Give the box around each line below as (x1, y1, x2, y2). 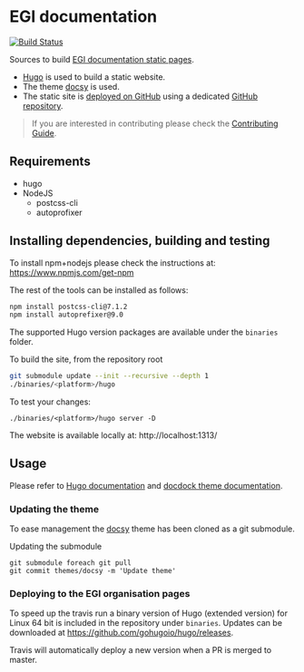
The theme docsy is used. (22, 81, 120, 92)
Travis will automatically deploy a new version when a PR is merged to (9, 645, 272, 656)
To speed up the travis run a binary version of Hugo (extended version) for (9, 608, 289, 618)
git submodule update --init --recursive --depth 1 (9, 372, 209, 381)
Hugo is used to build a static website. (22, 71, 166, 83)
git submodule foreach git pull (9, 559, 132, 568)
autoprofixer (35, 207, 83, 218)
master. (9, 655, 38, 666)
